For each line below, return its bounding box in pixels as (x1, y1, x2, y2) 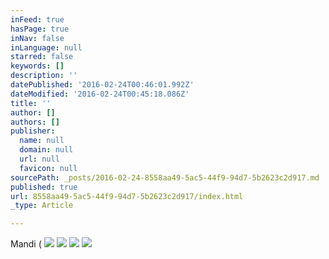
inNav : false (10, 33, 65, 43)
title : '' (10, 98, 52, 108)
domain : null (19, 145, 74, 155)
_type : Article (10, 201, 74, 211)
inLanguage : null (10, 42, 83, 53)
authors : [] (10, 117, 60, 127)
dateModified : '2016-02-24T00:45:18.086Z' (10, 89, 190, 99)
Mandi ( (10, 238, 42, 250)
